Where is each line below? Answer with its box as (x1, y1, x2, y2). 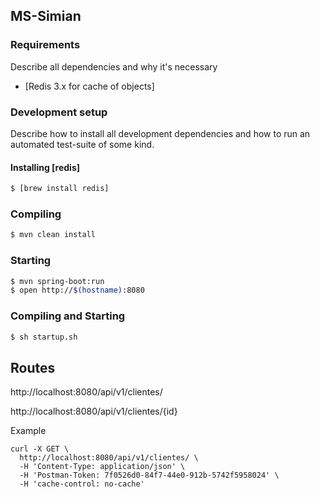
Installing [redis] (10, 161, 81, 173)
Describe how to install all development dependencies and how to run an (10, 127, 311, 139)
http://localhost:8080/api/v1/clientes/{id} (10, 405, 178, 418)
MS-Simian (10, 8, 82, 25)
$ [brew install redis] (10, 184, 110, 194)
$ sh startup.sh (10, 332, 78, 342)
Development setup (10, 105, 108, 119)
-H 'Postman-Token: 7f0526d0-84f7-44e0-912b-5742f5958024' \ (19, 470, 280, 481)
